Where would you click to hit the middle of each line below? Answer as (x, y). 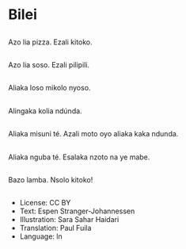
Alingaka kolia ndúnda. (45, 111)
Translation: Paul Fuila (55, 228)
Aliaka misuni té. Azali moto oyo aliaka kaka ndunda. (93, 134)
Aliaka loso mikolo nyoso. (49, 88)
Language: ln (41, 236)
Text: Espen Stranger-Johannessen (77, 211)
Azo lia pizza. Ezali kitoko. (50, 42)
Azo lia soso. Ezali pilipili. (49, 64)
